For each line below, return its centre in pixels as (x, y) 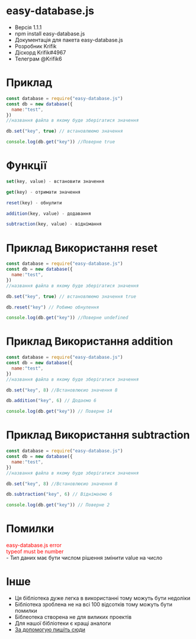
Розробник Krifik (36, 46)
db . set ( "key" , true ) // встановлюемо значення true (71, 296)
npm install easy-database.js (50, 33)
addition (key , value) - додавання (49, 213)
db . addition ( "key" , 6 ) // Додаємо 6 (51, 401)
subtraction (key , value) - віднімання (54, 224)
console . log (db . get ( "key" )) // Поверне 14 (59, 412)
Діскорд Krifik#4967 (40, 52)
